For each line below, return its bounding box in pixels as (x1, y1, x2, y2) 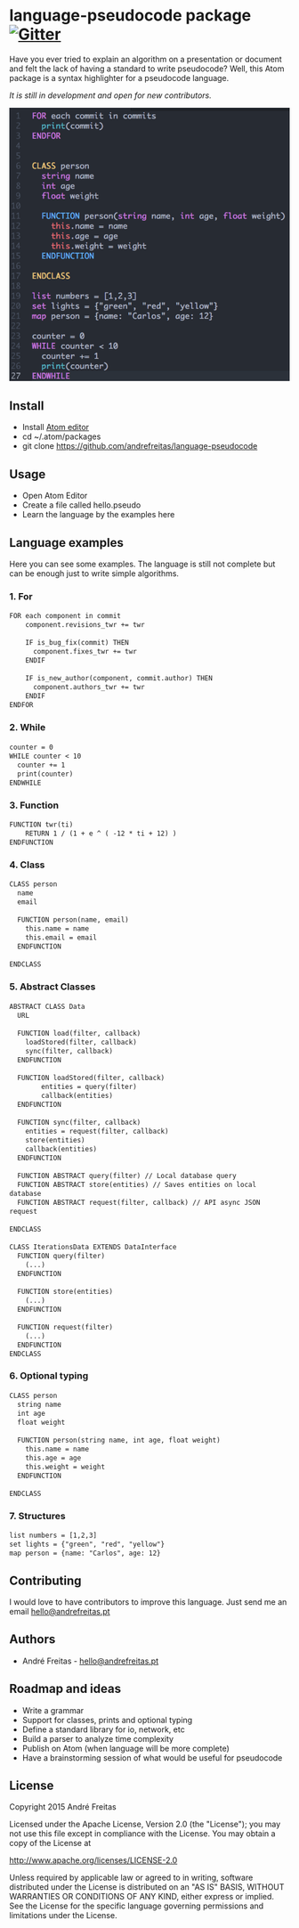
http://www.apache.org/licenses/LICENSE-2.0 (9, 1855, 178, 1866)
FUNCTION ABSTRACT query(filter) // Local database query (17, 1171, 238, 1180)
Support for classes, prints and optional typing (21, 1714, 193, 1725)
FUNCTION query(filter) (17, 1251, 105, 1260)
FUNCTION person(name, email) (17, 915, 129, 924)
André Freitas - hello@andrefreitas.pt (21, 1655, 159, 1666)
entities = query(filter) (41, 1082, 138, 1091)
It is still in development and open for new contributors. (9, 90, 212, 101)
